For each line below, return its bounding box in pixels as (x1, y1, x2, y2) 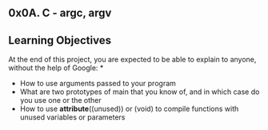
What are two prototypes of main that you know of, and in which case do (19, 87, 260, 97)
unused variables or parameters (19, 112, 126, 122)
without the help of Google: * (8, 63, 104, 73)
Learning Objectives (8, 33, 112, 47)
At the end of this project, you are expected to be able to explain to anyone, (8, 55, 257, 65)
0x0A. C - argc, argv (8, 6, 112, 20)
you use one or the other (19, 96, 102, 105)
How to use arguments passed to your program (19, 79, 176, 89)
